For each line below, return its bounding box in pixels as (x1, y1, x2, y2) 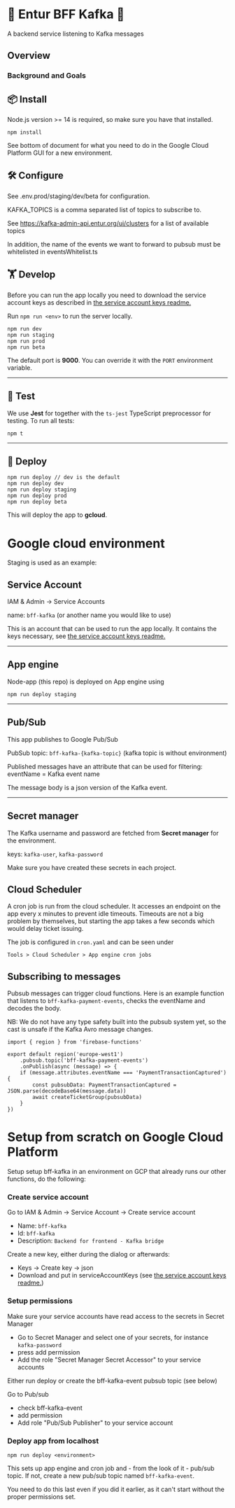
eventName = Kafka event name (7, 770, 100, 778)
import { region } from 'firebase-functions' (7, 1039, 142, 1046)
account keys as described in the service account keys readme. (7, 298, 192, 307)
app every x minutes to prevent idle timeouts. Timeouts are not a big (7, 910, 204, 918)
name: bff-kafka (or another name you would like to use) (7, 611, 171, 619)
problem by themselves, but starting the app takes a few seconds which (7, 917, 215, 925)
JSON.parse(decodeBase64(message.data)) (7, 1088, 127, 1095)
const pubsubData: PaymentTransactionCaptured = (32, 1081, 177, 1088)
